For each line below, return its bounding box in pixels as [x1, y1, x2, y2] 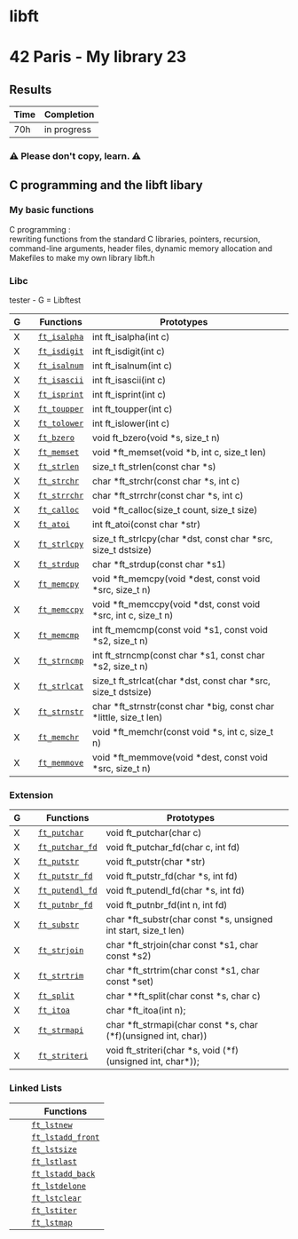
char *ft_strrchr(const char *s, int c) [91, 490, 244, 502]
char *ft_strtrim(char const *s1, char [106, 965, 260, 977]
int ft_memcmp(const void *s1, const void [91, 624, 269, 636]
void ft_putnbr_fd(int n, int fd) [106, 899, 228, 911]
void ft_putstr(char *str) [106, 856, 206, 868]
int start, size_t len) [106, 925, 185, 937]
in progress [43, 123, 91, 136]
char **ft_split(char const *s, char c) [106, 990, 262, 1002]
